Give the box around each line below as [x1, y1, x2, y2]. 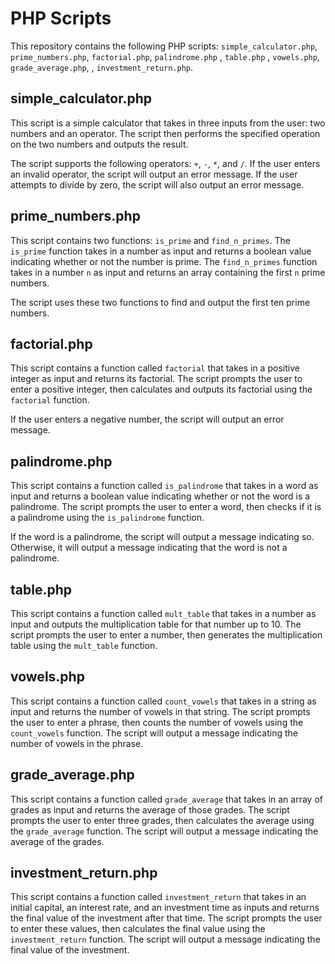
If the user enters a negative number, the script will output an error [10, 413, 285, 426]
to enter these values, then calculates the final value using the [10, 923, 266, 935]
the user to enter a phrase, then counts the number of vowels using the [10, 716, 304, 728]
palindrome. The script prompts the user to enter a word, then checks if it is [10, 501, 322, 513]
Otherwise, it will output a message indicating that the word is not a [10, 542, 288, 554]
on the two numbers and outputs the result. [10, 138, 189, 150]
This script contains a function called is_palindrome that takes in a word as [10, 480, 319, 492]
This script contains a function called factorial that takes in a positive [10, 362, 300, 374]
